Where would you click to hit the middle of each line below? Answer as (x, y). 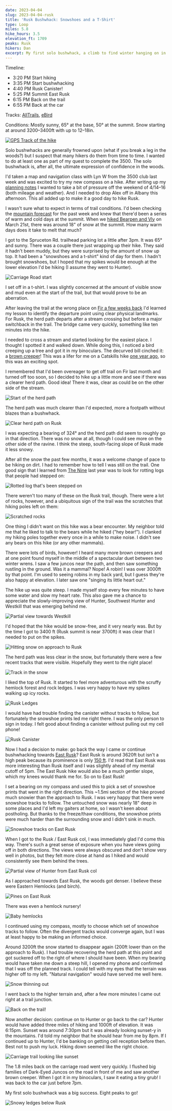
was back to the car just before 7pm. (44, 1083)
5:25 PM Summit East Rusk (41, 94)
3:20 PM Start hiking (34, 77)
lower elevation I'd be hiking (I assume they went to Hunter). (69, 267)
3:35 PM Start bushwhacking (43, 83)
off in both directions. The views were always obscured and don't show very (86, 850)
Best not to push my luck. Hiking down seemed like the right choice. (77, 1046)
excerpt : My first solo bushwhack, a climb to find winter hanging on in (86, 53)
